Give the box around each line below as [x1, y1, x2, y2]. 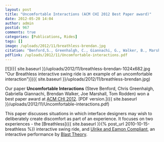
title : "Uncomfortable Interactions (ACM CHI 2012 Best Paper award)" [5, 12, 152, 17]
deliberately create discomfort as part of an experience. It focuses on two [5, 116, 153, 122]
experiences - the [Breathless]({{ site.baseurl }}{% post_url [5, 121, 124, 127]
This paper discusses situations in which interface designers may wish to [5, 111, 152, 117]
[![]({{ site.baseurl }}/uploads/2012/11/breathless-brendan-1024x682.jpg [5, 66, 150, 72]
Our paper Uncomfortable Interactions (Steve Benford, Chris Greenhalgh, [5, 86, 155, 92]
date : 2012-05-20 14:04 [5, 16, 54, 21]
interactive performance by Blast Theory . [5, 131, 88, 137]
